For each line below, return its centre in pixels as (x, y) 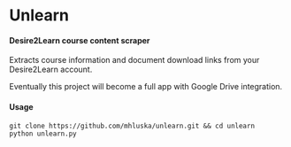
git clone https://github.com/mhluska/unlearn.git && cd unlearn (132, 126)
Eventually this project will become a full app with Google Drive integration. (146, 87)
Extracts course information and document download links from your (134, 60)
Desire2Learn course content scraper (80, 40)
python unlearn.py (43, 134)
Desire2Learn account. (51, 70)
